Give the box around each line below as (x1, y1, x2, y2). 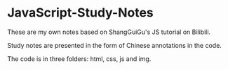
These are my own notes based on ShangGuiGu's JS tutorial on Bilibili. (7, 28, 211, 36)
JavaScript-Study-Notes (7, 5, 154, 21)
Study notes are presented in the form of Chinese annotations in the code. (7, 41, 222, 49)
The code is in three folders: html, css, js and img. (7, 54, 152, 63)
